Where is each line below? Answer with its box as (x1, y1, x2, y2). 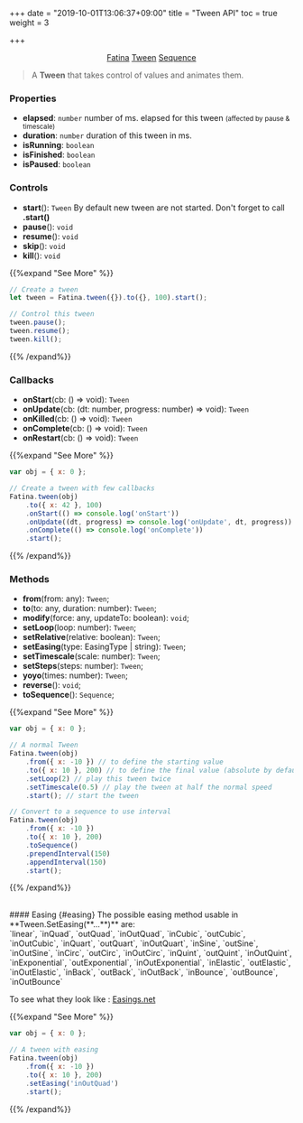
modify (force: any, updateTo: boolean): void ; (22, 613, 189, 624)
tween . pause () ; (9, 318, 67, 328)
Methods (9, 573, 50, 586)
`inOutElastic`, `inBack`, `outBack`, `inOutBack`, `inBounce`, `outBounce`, (9, 967, 279, 978)
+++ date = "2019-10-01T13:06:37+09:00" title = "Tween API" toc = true (9, 8, 278, 18)
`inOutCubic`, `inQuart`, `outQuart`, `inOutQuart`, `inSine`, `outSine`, (9, 938, 259, 949)
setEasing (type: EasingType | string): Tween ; (22, 641, 187, 653)
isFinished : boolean (22, 149, 96, 161)
